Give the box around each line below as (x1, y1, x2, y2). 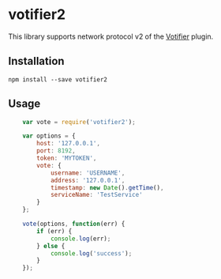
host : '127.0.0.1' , (36, 140, 101, 148)
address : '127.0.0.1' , (50, 176, 125, 184)
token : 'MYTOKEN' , (36, 154, 97, 163)
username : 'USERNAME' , (50, 168, 125, 177)
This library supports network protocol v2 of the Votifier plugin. (8, 32, 214, 41)
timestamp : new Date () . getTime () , (50, 183, 164, 191)
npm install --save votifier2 (8, 75, 108, 84)
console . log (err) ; (50, 235, 111, 243)
